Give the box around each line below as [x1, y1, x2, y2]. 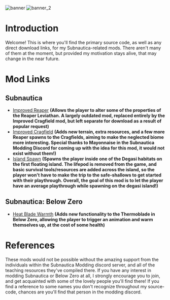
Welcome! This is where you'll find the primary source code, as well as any [5, 39, 162, 45]
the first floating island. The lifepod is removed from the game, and [12, 161, 157, 167]
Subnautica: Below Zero [5, 197, 83, 206]
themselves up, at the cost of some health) [12, 222, 105, 228]
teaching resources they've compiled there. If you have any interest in [5, 267, 151, 273]
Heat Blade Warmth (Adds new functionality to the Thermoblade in [12, 211, 155, 217]
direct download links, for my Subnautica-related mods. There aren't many [5, 45, 161, 51]
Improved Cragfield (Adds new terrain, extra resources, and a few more [12, 129, 165, 135]
